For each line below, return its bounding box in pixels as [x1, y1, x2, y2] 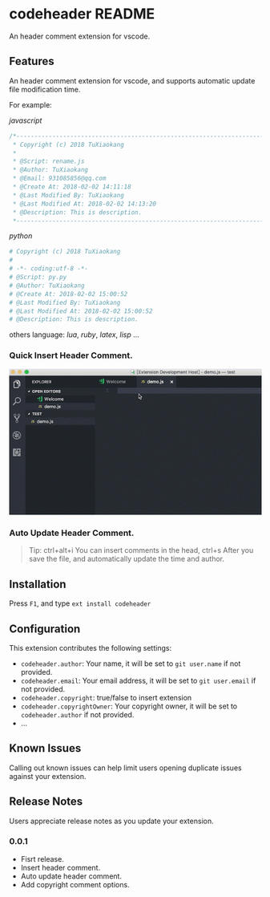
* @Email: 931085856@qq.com [12, 174, 107, 183]
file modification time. [9, 84, 81, 94]
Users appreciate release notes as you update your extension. [9, 816, 215, 826]
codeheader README [9, 5, 155, 23]
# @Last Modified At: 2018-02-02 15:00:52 [9, 306, 153, 315]
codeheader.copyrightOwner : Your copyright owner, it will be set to [20, 701, 238, 711]
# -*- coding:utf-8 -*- [9, 265, 89, 273]
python [9, 231, 33, 241]
